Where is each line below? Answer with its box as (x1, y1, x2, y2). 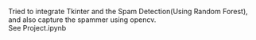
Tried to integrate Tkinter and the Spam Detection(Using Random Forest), (8, 7, 248, 16)
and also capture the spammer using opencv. (8, 15, 157, 24)
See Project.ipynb (8, 24, 67, 32)
